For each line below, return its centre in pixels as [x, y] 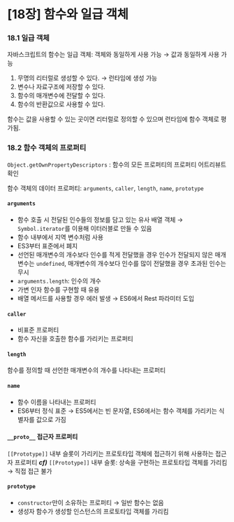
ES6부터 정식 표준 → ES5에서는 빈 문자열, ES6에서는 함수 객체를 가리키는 [117, 411]
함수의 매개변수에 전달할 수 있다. [61, 96]
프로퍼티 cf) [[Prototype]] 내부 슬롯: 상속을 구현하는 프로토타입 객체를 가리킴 [121, 462]
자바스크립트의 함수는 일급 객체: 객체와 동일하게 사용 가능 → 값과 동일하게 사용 [114, 55]
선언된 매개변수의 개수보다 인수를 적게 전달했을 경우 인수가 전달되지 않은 [115, 254]
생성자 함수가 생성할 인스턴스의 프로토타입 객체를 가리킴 [93, 511]
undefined [50, 264]
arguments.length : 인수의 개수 [59, 281]
